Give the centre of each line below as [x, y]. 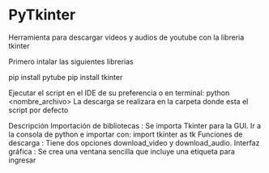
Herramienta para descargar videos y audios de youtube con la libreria [126, 37]
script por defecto [38, 110]
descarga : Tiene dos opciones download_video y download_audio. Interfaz [134, 142]
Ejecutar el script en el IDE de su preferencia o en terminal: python [119, 93]
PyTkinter [42, 15]
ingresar [22, 160]
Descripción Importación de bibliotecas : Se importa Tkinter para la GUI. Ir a [135, 125]
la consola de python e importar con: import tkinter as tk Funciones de [126, 134]
